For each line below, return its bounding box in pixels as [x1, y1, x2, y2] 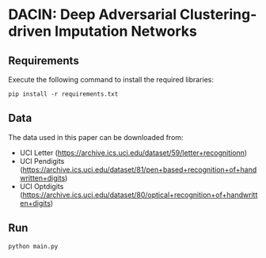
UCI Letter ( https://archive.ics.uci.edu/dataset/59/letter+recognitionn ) [19, 148, 248, 157]
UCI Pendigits [19, 156, 65, 165]
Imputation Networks [54, 22, 198, 40]
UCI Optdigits [19, 181, 64, 191]
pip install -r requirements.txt [8, 90, 119, 98]
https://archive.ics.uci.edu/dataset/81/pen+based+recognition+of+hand [22, 165, 257, 174]
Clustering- [179, 6, 257, 24]
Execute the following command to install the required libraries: [8, 75, 215, 84]
